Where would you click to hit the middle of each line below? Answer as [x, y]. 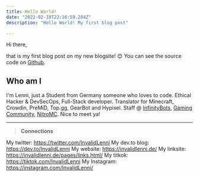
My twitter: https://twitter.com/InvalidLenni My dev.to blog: [78, 143]
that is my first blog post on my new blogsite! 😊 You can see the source [94, 56]
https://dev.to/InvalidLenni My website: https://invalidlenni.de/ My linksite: [96, 149]
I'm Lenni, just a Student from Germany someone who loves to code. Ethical [99, 95]
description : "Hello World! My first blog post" [67, 22]
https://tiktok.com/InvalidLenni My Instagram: [62, 162]
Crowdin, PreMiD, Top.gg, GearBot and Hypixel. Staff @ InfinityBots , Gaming [99, 108]
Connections [37, 131]
